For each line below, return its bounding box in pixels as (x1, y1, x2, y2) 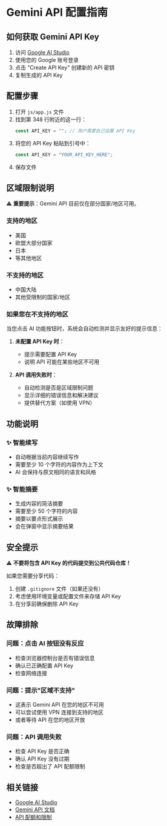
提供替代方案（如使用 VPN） (24, 399, 96, 407)
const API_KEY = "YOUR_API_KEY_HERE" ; (15, 152, 113, 158)
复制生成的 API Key (15, 72, 63, 79)
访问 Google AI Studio (15, 49, 70, 56)
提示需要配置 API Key (24, 351, 77, 358)
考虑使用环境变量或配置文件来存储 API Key (15, 593, 121, 600)
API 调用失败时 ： (15, 371, 57, 379)
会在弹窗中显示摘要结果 (15, 522, 74, 530)
